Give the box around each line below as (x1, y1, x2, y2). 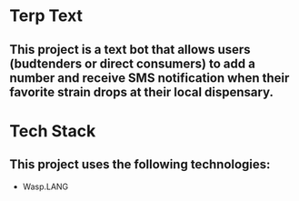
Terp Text (9, 5, 84, 26)
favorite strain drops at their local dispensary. (9, 84, 274, 100)
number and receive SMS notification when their (9, 70, 290, 85)
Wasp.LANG (22, 181, 69, 192)
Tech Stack (9, 120, 96, 141)
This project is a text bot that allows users (9, 42, 252, 57)
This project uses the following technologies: (9, 156, 271, 173)
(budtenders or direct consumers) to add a (9, 55, 256, 71)
